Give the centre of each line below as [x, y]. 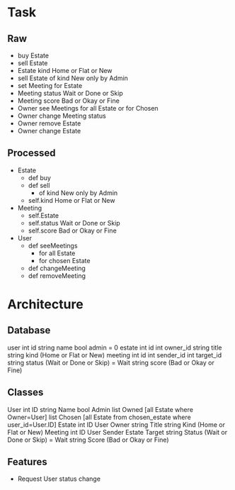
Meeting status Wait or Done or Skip [70, 93]
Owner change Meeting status [62, 116]
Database [29, 330]
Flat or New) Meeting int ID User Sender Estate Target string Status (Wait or [117, 432]
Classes [25, 392]
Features [27, 462]
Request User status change [59, 479]
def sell [39, 185]
